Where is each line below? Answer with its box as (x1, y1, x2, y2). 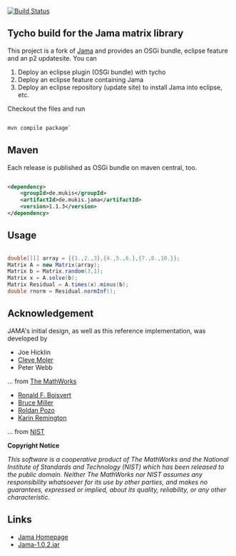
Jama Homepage (17, 532, 69, 541)
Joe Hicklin (17, 348, 51, 356)
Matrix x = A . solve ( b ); (7, 275, 78, 282)
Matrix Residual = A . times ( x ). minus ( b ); (7, 281, 130, 288)
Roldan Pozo (17, 405, 56, 414)
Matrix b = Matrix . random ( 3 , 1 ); (7, 268, 103, 275)
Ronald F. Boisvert (17, 390, 71, 399)
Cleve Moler (17, 355, 53, 364)
